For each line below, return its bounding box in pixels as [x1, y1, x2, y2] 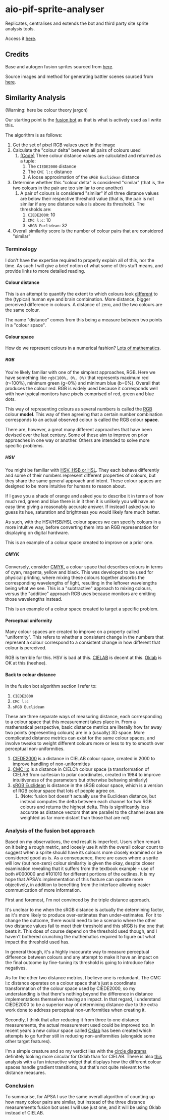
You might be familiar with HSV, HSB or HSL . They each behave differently [5, 467, 160, 473]
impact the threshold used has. [5, 939, 70, 945]
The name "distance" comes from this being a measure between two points [5, 317, 162, 323]
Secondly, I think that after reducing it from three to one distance [5, 1016, 140, 1023]
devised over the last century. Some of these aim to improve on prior [5, 432, 148, 438]
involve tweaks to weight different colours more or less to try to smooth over [5, 740, 164, 746]
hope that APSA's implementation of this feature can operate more [5, 876, 143, 882]
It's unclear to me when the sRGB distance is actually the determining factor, [5, 906, 164, 912]
